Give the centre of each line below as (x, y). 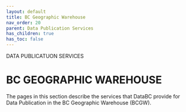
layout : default (26, 12)
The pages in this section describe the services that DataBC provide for (93, 96)
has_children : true (30, 34)
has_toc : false (25, 39)
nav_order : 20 (24, 23)
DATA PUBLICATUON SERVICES (45, 56)
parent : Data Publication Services (50, 28)
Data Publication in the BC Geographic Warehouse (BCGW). (79, 103)
